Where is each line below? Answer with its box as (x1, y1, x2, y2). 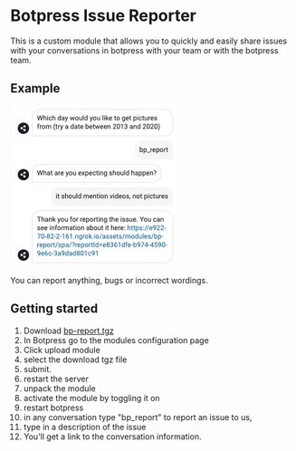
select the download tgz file (23, 354, 128, 365)
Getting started (10, 301, 99, 317)
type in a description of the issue (23, 421, 147, 432)
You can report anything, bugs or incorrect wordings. (10, 274, 209, 285)
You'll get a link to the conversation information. (23, 431, 202, 442)
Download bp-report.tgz (23, 325, 114, 336)
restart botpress (23, 402, 84, 413)
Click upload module (23, 344, 100, 355)
